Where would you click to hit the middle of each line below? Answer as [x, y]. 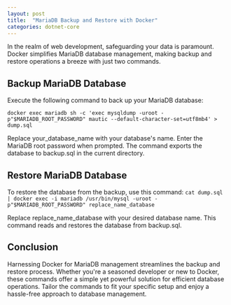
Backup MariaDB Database [67, 84]
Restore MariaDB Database [67, 175]
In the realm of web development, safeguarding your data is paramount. [111, 47]
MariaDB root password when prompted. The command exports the [105, 146]
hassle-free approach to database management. [77, 294]
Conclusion [33, 247]
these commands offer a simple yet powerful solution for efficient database [116, 279]
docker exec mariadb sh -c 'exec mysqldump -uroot [83, 113]
